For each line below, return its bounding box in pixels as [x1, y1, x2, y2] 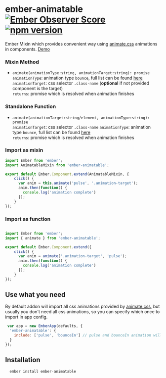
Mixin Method [5, 58, 40, 65]
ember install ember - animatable [9, 369, 77, 374]
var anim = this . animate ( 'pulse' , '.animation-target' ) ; [18, 181, 138, 186]
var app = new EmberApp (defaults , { [7, 324, 83, 329]
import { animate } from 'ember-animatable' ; [5, 236, 100, 240]
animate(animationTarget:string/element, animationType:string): [12, 115, 150, 120]
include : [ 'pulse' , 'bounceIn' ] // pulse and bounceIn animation [14, 333, 152, 338]
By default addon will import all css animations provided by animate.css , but [5, 303, 160, 310]
